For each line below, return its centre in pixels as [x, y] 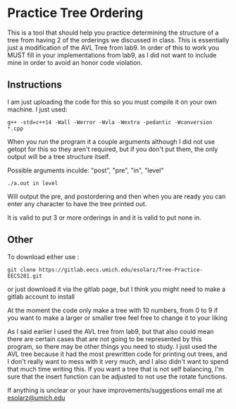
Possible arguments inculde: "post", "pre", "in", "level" [86, 170]
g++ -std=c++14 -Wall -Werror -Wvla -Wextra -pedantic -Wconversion [110, 122]
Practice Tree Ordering [75, 13]
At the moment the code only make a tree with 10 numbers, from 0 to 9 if [113, 310]
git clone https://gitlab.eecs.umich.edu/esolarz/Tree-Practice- [105, 270]
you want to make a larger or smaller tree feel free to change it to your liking [117, 318]
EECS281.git [25, 276]
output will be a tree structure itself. [59, 156]
